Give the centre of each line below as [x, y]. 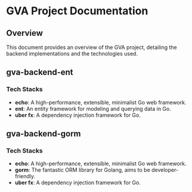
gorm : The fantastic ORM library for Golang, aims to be [82, 170]
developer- [165, 170]
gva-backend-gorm [44, 134]
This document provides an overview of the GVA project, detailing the [92, 47]
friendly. [25, 176]
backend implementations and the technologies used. [72, 54]
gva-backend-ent [40, 72]
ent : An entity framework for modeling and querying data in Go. [93, 109]
